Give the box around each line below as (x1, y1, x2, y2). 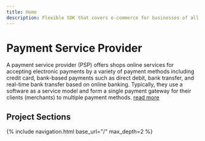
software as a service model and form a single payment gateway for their (6, 87, 191, 95)
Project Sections (6, 112, 71, 122)
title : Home (6, 9, 37, 15)
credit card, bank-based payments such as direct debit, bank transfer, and (6, 74, 195, 82)
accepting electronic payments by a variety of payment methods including (6, 68, 195, 75)
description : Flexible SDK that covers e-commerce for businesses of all (6, 15, 199, 21)
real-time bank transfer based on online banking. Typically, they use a (6, 81, 183, 88)
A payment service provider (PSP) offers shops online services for (6, 61, 174, 69)
